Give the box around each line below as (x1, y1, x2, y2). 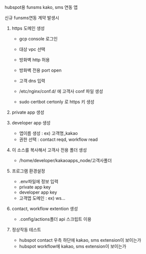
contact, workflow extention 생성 (11, 206, 78, 212)
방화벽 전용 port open (19, 67, 62, 73)
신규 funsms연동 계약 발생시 (4, 15, 60, 21)
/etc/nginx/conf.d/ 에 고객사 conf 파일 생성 (19, 88, 103, 94)
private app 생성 (11, 109, 45, 115)
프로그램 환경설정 (11, 168, 45, 174)
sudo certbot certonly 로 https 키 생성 (19, 99, 95, 105)
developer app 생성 (11, 120, 51, 126)
